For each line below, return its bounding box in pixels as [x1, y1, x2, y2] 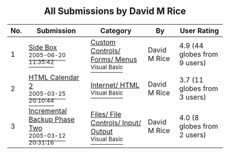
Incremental [28, 106, 67, 115]
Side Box [28, 43, 57, 52]
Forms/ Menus [90, 54, 138, 64]
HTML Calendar [28, 72, 80, 82]
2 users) [179, 130, 207, 139]
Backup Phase [28, 115, 75, 124]
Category [100, 25, 132, 35]
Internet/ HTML [90, 80, 140, 90]
